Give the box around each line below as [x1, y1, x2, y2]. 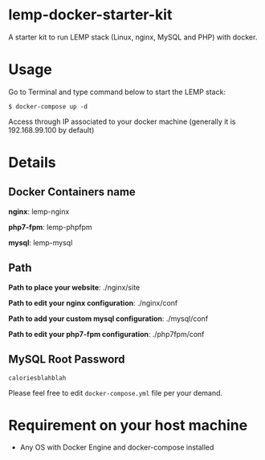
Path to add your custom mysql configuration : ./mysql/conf [8, 314, 209, 323]
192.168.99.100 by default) [8, 125, 95, 134]
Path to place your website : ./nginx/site [8, 282, 141, 292]
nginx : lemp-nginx [8, 207, 70, 216]
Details [8, 154, 56, 172]
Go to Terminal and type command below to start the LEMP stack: [8, 87, 226, 97]
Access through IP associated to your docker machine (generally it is [8, 117, 236, 126]
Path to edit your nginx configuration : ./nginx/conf [8, 298, 178, 307]
